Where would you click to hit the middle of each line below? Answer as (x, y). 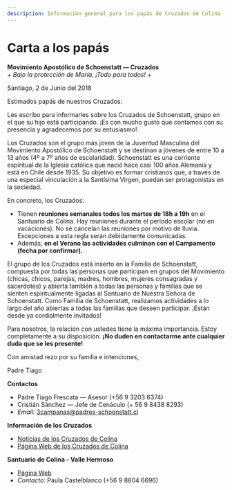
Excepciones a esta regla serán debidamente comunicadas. (102, 235)
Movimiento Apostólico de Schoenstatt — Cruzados (83, 67)
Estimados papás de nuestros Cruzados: (65, 101)
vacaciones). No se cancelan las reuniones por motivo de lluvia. (108, 228)
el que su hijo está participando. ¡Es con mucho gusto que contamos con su (115, 122)
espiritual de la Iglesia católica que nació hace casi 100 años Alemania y (109, 165)
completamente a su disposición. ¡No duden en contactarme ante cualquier (116, 336)
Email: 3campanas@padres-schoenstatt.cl (78, 412)
